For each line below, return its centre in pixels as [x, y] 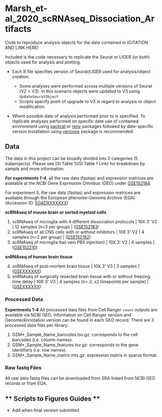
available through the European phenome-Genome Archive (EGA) [70, 198]
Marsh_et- [26, 8]
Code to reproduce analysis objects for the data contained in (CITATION [77, 42]
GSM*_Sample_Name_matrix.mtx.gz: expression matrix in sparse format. [85, 355]
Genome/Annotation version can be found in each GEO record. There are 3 [80, 320]
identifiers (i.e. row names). [39, 350]
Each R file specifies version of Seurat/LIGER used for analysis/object [81, 71]
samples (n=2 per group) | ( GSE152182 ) [51, 237]
